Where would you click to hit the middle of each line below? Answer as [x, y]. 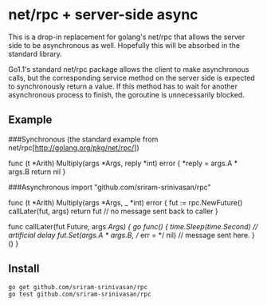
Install [24, 269]
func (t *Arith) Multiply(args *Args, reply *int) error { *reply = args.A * [123, 163]
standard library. [35, 54]
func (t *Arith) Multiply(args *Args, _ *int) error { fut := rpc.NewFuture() [126, 202]
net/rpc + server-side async [103, 15]
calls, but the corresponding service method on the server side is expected [132, 77]
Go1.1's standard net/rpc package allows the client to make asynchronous [129, 69]
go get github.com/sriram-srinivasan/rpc [78, 287]
